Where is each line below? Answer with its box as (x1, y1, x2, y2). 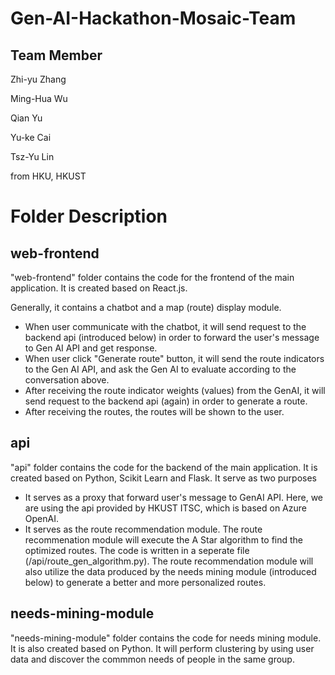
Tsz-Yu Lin (10, 151, 55, 162)
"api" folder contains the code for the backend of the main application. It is (10, 461, 318, 473)
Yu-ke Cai (10, 132, 52, 143)
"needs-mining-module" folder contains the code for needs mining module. (10, 632, 322, 644)
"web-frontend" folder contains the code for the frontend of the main (10, 272, 295, 283)
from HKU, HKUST (10, 170, 87, 182)
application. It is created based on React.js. (10, 282, 188, 294)
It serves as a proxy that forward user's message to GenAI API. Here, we (24, 491, 324, 503)
